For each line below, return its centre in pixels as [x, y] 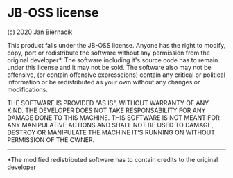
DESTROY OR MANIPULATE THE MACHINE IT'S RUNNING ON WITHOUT [111, 132]
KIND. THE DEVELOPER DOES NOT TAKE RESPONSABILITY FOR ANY [106, 110]
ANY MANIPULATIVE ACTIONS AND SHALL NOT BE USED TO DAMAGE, [110, 125]
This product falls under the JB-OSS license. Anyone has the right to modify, [116, 45]
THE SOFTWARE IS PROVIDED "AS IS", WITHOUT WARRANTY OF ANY [108, 103]
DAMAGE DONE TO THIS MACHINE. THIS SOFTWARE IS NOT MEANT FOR [113, 117]
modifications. [28, 89]
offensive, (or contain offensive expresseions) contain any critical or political [116, 75]
